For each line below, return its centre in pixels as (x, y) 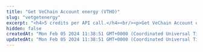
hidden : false (24, 28)
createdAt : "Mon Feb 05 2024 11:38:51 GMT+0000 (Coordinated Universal (98, 34)
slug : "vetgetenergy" (34, 17)
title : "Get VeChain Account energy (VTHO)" (63, 12)
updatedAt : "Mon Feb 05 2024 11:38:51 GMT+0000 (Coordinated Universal (98, 39)
